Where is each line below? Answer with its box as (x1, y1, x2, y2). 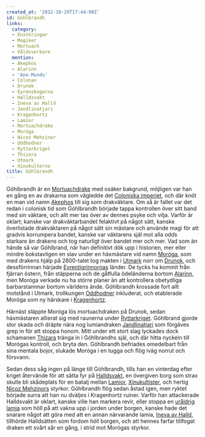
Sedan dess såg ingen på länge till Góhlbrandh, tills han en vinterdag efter (6, 365, 193, 373)
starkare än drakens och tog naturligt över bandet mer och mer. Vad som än (6, 237, 198, 245)
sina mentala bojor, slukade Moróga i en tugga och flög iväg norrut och (6, 347, 185, 354)
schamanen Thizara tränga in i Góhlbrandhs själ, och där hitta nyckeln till (6, 334, 190, 341)
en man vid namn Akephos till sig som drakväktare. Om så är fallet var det (6, 199, 192, 206)
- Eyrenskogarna (12, 89, 53, 95)
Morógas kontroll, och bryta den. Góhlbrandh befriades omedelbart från (6, 341, 188, 348)
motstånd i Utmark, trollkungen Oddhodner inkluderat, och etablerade (6, 289, 182, 297)
